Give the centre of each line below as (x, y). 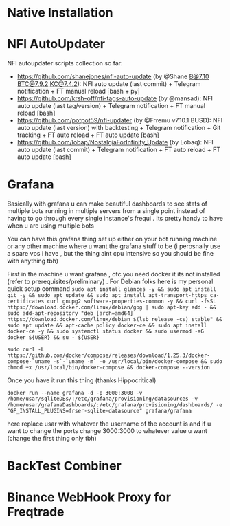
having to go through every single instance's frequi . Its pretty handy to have (115, 219)
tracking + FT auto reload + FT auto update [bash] (88, 135)
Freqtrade (36, 512)
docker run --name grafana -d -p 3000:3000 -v (75, 393)
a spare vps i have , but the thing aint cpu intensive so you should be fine (111, 254)
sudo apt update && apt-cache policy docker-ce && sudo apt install (107, 326)
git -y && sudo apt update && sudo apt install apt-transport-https (107, 296)
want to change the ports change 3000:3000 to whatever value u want (107, 431)
